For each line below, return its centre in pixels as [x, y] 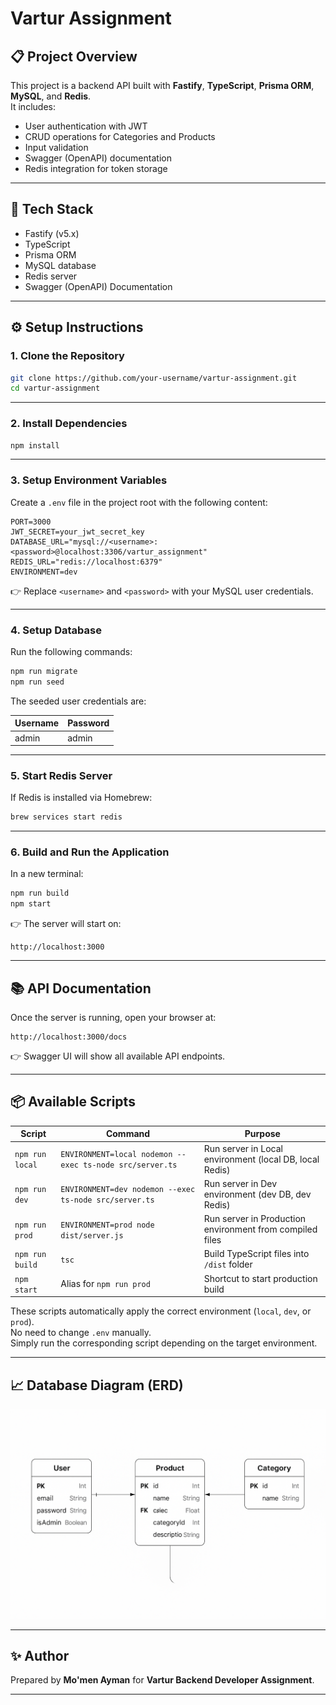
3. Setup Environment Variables [89, 480]
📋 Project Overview [74, 56]
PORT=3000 [31, 522]
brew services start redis [66, 817]
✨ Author [40, 1655]
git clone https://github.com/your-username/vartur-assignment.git [154, 378]
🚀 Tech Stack [52, 209]
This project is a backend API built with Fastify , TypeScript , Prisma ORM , [162, 85]
